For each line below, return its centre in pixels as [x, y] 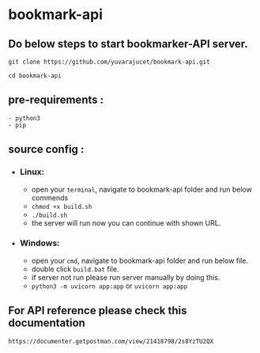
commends [50, 197]
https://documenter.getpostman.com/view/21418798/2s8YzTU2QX [111, 341]
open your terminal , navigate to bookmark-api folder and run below [142, 189]
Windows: [40, 243]
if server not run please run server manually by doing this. [126, 277]
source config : [46, 149]
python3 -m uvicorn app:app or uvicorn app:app [109, 286]
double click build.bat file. [75, 269]
